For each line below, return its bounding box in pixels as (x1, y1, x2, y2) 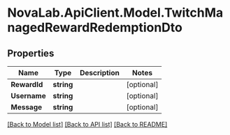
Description (80, 68, 120, 77)
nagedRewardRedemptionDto (7, 19, 183, 35)
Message (10, 102, 43, 112)
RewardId (10, 80, 43, 89)
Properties (7, 47, 55, 59)
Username (10, 91, 47, 100)
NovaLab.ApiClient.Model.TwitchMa (7, 5, 224, 21)
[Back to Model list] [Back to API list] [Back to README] (7, 120, 168, 128)
